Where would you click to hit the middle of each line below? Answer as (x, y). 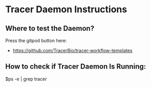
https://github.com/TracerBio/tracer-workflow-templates (72, 50)
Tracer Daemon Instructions (66, 9)
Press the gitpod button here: (36, 40)
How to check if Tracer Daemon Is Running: (76, 67)
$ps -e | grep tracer (26, 79)
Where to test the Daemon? (50, 28)
